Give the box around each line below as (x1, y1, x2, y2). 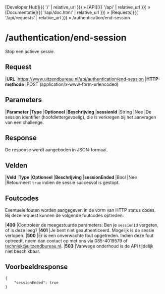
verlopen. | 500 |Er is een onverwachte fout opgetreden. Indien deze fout (5, 233, 154, 238)
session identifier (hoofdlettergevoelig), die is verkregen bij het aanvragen (5, 114, 156, 120)
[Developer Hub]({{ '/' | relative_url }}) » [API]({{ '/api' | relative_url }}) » (5, 4, 151, 10)
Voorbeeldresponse (5, 263, 68, 271)
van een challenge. (5, 119, 44, 125)
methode (5, 81, 24, 87)
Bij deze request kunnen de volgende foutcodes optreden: (5, 213, 124, 218)
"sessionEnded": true (14, 280, 58, 285)
